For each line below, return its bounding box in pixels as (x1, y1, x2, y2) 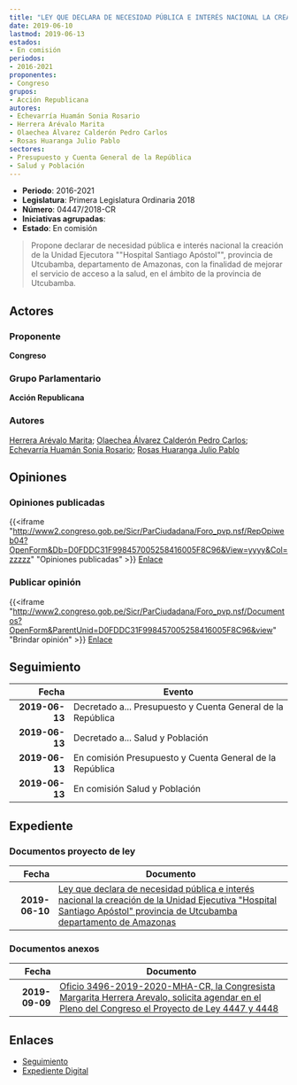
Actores (9, 303, 55, 319)
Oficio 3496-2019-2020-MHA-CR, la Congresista (58, 980, 276, 993)
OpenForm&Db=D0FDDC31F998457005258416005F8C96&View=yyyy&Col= (9, 545, 288, 555)
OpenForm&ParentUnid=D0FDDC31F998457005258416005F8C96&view (9, 624, 273, 635)
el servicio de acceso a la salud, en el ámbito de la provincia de (30, 268, 262, 279)
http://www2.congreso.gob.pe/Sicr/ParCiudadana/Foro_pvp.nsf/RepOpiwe (12, 526, 285, 537)
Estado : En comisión (21, 223, 97, 234)
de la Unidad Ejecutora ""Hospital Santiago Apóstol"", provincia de (30, 250, 274, 260)
